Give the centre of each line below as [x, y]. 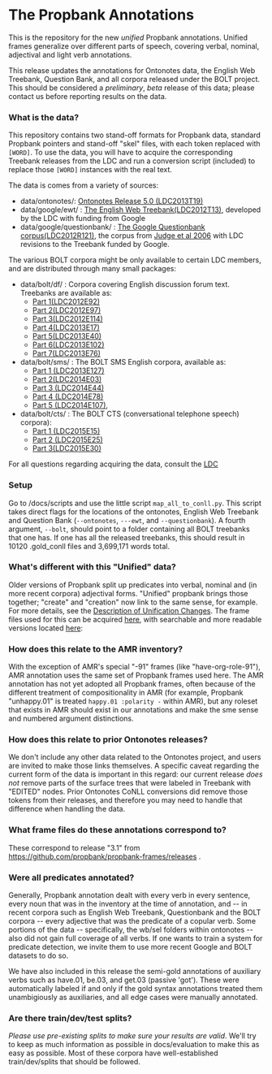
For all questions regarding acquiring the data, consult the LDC [113, 464]
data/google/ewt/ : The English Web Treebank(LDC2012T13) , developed [140, 210]
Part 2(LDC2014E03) [67, 379]
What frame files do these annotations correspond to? [118, 830]
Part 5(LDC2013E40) [67, 336]
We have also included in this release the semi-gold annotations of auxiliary [135, 972]
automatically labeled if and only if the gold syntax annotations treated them [136, 989]
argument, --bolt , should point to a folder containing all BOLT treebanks [129, 529]
